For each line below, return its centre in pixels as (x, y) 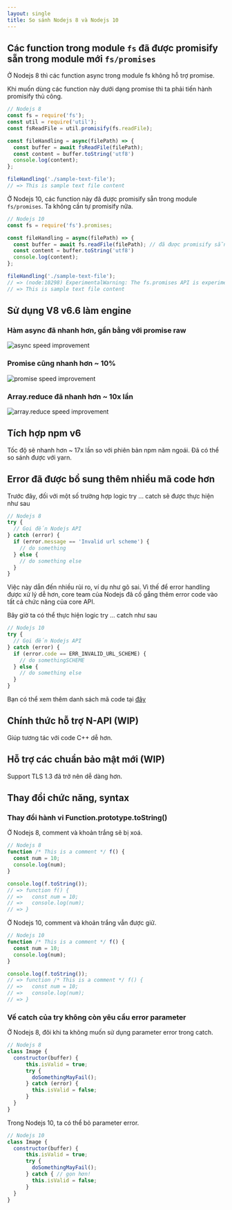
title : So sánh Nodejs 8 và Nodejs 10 (63, 20)
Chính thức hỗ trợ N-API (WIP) (73, 721)
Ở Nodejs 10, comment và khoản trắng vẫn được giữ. (82, 923)
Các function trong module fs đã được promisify (113, 48)
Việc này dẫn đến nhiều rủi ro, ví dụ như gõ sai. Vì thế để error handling (109, 587)
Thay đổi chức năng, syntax (68, 798)
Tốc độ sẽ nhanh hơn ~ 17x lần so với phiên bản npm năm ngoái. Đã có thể (113, 450)
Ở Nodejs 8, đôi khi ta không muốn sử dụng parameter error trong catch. (110, 1033)
